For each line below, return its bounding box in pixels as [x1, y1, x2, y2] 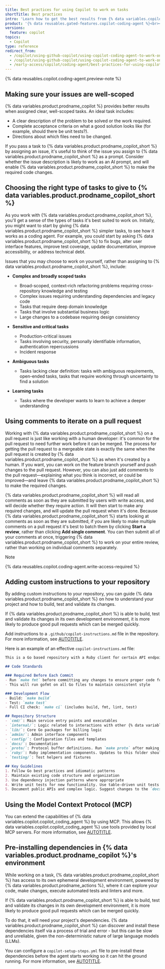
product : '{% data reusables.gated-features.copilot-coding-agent [5, 21, 144, 26]
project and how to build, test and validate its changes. [5, 601, 116, 607]
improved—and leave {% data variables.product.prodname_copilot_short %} [5, 477, 160, 483]
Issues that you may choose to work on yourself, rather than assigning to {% [5, 258, 160, 264]
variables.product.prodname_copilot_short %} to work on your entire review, [5, 539, 160, 545]
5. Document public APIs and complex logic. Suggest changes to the [5, 787, 148, 792]
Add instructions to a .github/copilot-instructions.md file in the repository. [5, 631, 160, 637]
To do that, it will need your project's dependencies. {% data [5, 917, 128, 923]
